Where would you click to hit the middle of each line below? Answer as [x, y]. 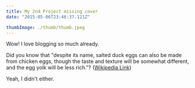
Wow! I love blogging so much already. [53, 44]
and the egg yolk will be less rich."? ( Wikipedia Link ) [69, 68]
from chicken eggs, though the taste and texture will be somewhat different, [97, 61]
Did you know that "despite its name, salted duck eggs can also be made [94, 55]
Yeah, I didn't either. [30, 79]
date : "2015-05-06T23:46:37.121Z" [48, 17]
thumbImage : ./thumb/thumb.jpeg [45, 27]
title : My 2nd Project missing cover [52, 11]
